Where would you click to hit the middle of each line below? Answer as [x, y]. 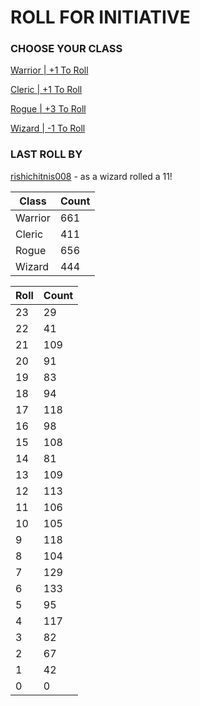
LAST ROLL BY [46, 154]
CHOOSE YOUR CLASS [66, 49]
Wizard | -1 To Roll [48, 128]
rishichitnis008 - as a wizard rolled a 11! [91, 176]
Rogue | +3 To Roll [48, 109]
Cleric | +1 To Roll [46, 90]
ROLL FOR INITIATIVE [100, 17]
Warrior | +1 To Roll [49, 70]
